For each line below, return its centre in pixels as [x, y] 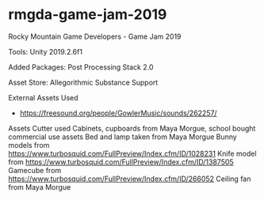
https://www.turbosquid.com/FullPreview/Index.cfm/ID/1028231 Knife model [132, 153]
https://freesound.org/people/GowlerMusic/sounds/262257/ [118, 113]
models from [29, 145]
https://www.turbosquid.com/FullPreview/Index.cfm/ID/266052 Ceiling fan [130, 179]
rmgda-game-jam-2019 [88, 15]
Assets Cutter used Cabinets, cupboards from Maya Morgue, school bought [132, 128]
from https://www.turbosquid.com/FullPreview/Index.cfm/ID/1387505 [121, 162]
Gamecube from [35, 170]
